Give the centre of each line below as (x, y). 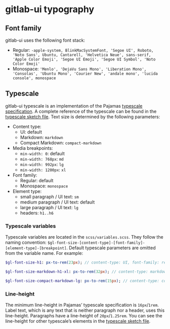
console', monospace (34, 78)
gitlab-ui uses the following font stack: (45, 40)
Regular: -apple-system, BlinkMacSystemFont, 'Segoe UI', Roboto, (83, 50)
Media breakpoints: (33, 148)
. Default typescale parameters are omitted (111, 248)
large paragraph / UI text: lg (49, 207)
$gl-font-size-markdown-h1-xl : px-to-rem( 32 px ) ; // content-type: (77, 272)
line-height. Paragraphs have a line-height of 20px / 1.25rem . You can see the (84, 316)
